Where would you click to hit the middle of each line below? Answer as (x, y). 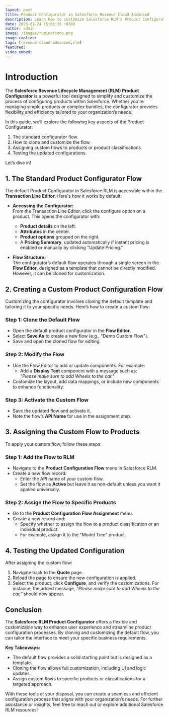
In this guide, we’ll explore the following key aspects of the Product (75, 122)
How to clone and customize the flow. (52, 142)
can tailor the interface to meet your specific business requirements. (76, 638)
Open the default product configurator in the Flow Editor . (72, 331)
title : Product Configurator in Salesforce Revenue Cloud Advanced (77, 15)
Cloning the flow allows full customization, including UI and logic (79, 668)
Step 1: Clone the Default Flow (43, 320)
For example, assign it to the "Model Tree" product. (73, 535)
